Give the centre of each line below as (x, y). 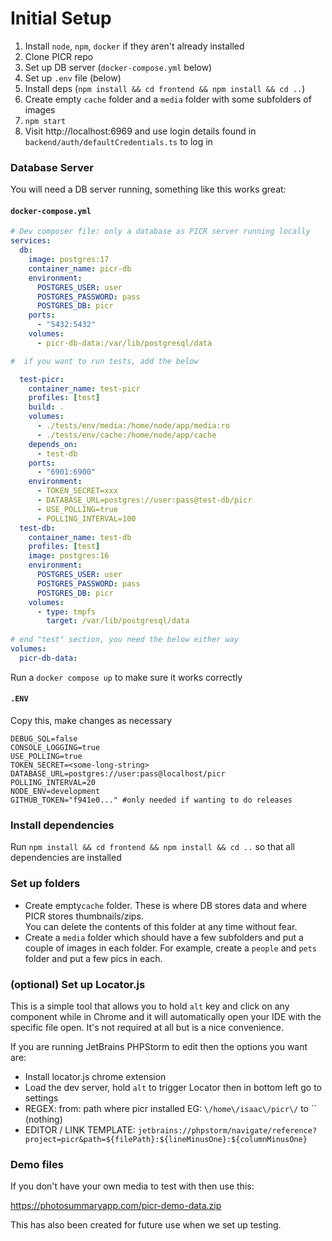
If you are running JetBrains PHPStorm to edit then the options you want (159, 1046)
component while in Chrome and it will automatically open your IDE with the (166, 1016)
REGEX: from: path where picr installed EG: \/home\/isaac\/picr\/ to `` (170, 1108)
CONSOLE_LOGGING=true (55, 748)
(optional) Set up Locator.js (78, 984)
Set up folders (45, 884)
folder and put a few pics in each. (93, 958)
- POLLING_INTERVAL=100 (86, 518)
